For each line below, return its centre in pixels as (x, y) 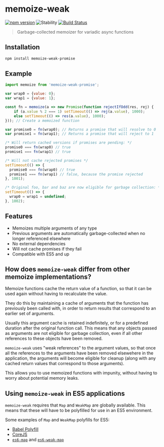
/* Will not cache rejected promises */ (47, 160)
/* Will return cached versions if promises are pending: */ (69, 143)
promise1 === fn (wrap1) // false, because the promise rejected (76, 174)
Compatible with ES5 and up (41, 254)
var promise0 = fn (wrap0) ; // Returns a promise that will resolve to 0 (81, 129)
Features (19, 216)
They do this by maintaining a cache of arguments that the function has (77, 303)
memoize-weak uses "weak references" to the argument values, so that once (81, 348)
